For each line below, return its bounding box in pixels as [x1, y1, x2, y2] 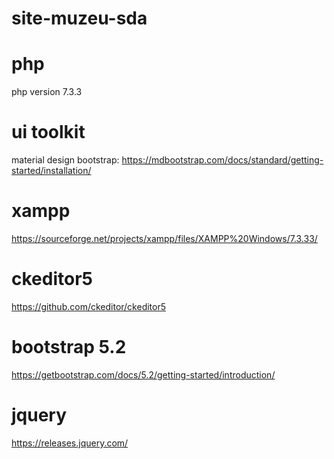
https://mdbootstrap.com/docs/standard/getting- [121, 154, 324, 166]
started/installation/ [11, 165, 92, 177]
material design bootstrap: [11, 154, 120, 166]
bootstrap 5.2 [11, 336, 127, 359]
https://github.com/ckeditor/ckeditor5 [11, 300, 167, 312]
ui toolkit [11, 121, 86, 144]
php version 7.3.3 [11, 86, 83, 98]
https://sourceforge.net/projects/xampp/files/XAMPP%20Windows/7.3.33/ [11, 233, 318, 244]
